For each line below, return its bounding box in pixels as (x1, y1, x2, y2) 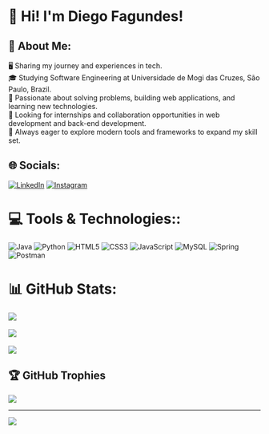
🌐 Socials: (8, 159, 61, 172)
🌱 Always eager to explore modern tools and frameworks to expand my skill (8, 128, 258, 136)
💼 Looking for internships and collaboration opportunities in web (8, 110, 220, 120)
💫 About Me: (8, 39, 72, 53)
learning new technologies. (8, 102, 98, 111)
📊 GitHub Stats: (8, 280, 118, 298)
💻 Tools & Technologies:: (8, 210, 182, 228)
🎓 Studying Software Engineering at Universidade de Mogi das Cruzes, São (8, 73, 260, 83)
